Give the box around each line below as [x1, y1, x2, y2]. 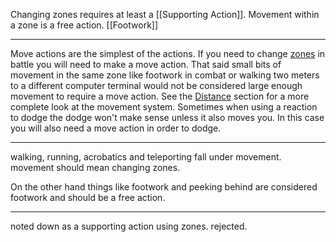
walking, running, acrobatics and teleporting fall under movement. [10, 151, 282, 163]
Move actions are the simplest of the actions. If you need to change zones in [10, 48, 326, 59]
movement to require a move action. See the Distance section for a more [10, 90, 310, 102]
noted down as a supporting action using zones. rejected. [10, 220, 248, 232]
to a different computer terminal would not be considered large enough [10, 80, 303, 91]
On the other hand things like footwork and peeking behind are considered [10, 181, 318, 193]
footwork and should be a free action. [10, 192, 166, 203]
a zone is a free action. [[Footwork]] [10, 19, 159, 31]
